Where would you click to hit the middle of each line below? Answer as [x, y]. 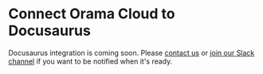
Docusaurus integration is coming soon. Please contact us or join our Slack [131, 53]
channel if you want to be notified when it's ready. [90, 61]
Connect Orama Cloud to [92, 14]
